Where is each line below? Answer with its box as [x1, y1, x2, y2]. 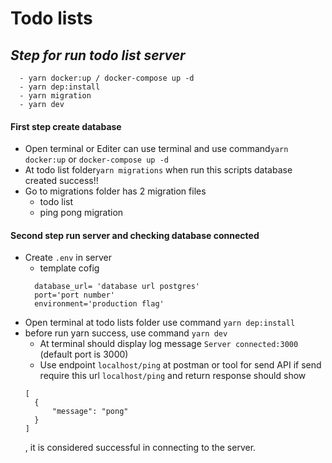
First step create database [10, 120, 122, 132]
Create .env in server [24, 252, 113, 264]
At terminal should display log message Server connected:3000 [39, 338, 299, 350]
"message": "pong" [51, 407, 129, 417]
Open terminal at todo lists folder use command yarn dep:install [24, 317, 296, 329]
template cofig [39, 262, 100, 274]
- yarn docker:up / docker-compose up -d [19, 73, 195, 83]
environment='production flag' [34, 299, 165, 309]
